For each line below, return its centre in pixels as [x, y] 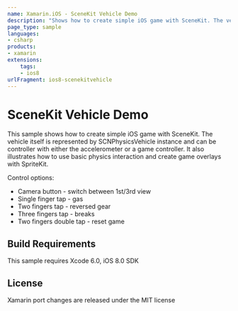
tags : [28, 66]
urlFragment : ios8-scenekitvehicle [60, 80]
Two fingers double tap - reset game [71, 222]
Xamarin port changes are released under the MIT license [91, 300]
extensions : [25, 60]
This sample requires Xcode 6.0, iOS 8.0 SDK [73, 261]
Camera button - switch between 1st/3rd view [84, 192]
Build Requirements [52, 243]
